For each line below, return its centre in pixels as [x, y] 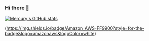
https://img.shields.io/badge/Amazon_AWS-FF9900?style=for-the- [75, 28]
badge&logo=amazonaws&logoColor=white [50, 34]
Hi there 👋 [17, 8]
